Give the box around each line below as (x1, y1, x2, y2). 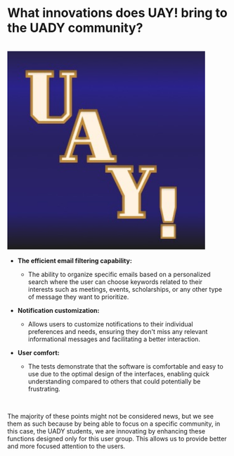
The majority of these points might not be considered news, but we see (7, 412, 214, 420)
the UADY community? (7, 20, 143, 36)
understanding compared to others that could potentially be (27, 377, 201, 386)
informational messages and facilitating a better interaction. (27, 335, 200, 343)
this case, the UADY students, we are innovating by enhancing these (7, 426, 206, 435)
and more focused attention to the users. (7, 442, 126, 450)
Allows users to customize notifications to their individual (27, 319, 193, 328)
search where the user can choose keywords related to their (27, 277, 202, 286)
